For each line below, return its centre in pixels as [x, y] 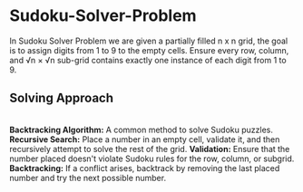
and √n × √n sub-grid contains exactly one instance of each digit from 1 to [148, 60]
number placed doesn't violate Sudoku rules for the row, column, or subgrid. [152, 158]
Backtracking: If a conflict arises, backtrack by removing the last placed [145, 168]
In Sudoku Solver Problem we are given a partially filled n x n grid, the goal [149, 41]
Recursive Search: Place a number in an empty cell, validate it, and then [145, 139]
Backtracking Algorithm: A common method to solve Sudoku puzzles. [142, 130]
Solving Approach [62, 98]
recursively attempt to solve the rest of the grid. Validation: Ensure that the [150, 149]
